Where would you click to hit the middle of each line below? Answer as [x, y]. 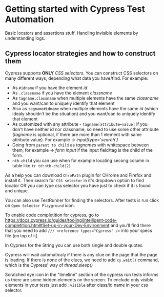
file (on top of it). [22, 235]
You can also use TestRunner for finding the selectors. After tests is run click [82, 200]
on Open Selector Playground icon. [40, 205]
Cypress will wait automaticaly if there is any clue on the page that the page [81, 254]
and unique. [17, 191]
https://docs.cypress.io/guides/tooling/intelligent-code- [61, 220]
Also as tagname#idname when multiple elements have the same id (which [85, 108]
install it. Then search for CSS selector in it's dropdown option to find [74, 180]
